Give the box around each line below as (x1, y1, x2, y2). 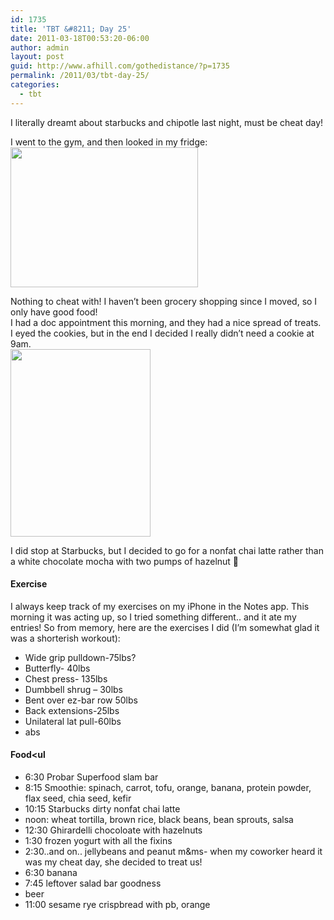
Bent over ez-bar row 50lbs (24, 694, 138, 706)
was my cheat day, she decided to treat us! (24, 856, 203, 868)
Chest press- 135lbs (24, 672, 108, 685)
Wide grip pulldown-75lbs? (24, 651, 137, 663)
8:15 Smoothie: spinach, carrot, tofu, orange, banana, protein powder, (24, 782, 312, 794)
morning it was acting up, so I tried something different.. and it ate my (10, 611, 297, 623)
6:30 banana (24, 867, 78, 879)
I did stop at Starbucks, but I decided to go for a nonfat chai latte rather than (10, 544, 324, 556)
